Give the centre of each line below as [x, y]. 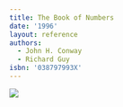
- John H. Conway [50, 51]
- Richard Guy [44, 59]
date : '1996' [34, 26]
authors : [26, 43]
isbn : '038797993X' [46, 68]
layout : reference [44, 34]
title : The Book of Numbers [62, 18]
